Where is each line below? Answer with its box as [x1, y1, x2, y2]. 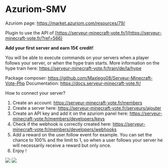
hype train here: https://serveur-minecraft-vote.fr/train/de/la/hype [5, 65, 142, 71]
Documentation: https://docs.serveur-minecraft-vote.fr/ [26, 80, 141, 86]
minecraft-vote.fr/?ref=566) [5, 35, 63, 41]
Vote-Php [5, 80, 25, 86]
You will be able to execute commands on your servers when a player [5, 54, 149, 61]
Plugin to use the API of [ [5, 30, 57, 36]
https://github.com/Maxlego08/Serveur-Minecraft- [47, 75, 153, 81]
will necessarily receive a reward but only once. [12, 142, 112, 148]
